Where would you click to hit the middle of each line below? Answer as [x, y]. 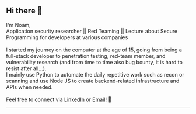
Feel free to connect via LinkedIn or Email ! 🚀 [59, 99]
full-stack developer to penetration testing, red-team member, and [86, 56]
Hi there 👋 [24, 11]
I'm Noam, [18, 25]
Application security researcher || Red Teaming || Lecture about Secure [92, 31]
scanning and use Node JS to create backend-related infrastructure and [93, 81]
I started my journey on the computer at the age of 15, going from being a [94, 50]
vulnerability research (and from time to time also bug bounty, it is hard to [94, 62]
